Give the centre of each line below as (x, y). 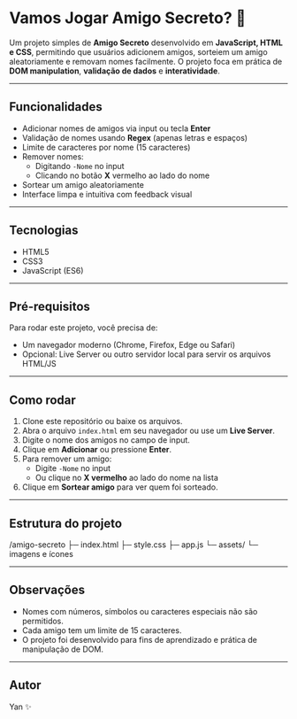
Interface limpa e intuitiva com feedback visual (107, 194)
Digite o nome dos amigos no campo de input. (106, 440)
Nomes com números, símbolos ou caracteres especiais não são (140, 611)
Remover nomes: (53, 156)
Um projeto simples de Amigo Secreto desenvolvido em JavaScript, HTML (146, 43)
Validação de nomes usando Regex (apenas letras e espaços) (135, 137)
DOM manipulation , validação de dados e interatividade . (115, 71)
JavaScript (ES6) (53, 270)
